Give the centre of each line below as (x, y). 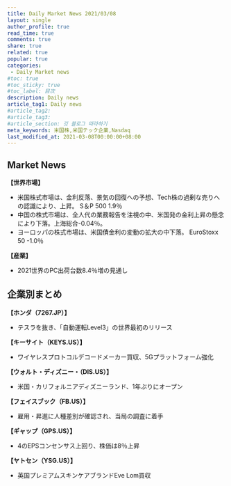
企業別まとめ (35, 294)
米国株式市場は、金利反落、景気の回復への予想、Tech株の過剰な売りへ (119, 197)
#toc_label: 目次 (31, 91)
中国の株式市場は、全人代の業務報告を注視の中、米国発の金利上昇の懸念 (120, 215)
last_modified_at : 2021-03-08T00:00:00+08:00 (74, 136)
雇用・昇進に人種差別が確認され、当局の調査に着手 (90, 416)
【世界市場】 (24, 182)
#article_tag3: (29, 117)
